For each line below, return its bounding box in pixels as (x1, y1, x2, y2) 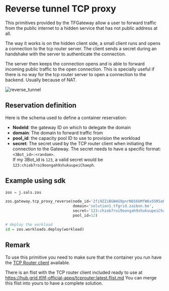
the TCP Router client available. (5, 259, 70, 265)
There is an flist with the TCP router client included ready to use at (5, 269, 143, 275)
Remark (5, 241, 30, 250)
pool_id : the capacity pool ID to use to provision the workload (12, 135, 141, 141)
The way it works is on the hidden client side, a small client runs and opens (5, 40, 161, 46)
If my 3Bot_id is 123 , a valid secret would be (12, 156, 103, 162)
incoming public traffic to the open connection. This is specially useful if (5, 66, 155, 72)
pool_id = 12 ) (72, 213, 98, 218)
